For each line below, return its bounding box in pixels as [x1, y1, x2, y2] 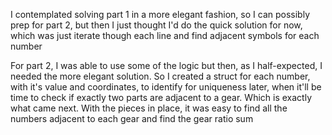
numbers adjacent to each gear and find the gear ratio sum [10, 113, 254, 124]
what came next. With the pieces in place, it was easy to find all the [10, 102, 288, 114]
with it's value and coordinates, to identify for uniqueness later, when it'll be [10, 81, 322, 93]
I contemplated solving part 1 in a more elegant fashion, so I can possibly [10, 9, 311, 20]
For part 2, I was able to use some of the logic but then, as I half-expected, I [10, 60, 323, 71]
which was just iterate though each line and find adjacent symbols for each [10, 30, 320, 41]
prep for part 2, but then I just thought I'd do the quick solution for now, [10, 19, 303, 31]
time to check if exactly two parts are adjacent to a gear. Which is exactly [10, 92, 312, 103]
